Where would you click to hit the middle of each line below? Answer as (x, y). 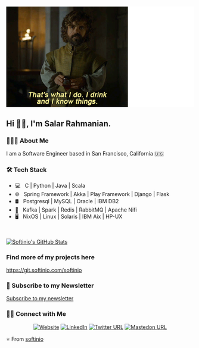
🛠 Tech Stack (27, 170)
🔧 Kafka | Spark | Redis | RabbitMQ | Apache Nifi (76, 210)
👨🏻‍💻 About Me (27, 141)
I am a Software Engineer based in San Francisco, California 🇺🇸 (85, 154)
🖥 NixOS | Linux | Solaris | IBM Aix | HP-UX (69, 216)
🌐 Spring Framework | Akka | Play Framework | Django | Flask (92, 194)
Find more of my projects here (51, 257)
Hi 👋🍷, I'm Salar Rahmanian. (59, 124)
